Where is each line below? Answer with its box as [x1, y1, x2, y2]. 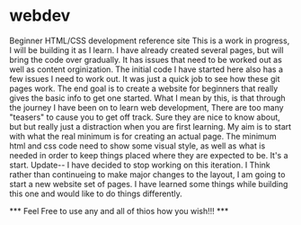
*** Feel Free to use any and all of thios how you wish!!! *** [9, 205, 229, 216]
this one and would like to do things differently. [9, 188, 182, 199]
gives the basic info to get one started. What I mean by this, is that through [9, 92, 286, 103]
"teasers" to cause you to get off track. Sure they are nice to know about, [9, 112, 280, 122]
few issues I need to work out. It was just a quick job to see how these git [9, 73, 280, 84]
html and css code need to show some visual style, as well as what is [9, 140, 266, 151]
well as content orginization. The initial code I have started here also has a [9, 64, 284, 75]
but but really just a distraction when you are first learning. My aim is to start [9, 121, 292, 131]
